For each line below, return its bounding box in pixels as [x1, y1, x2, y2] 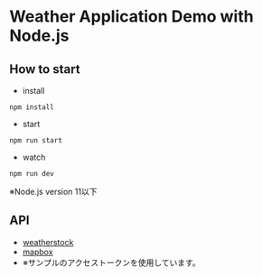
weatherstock [22, 236, 74, 247]
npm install [9, 103, 54, 112]
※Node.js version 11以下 [9, 187, 98, 197]
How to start [9, 61, 80, 77]
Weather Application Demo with [9, 6, 255, 27]
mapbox [22, 246, 53, 257]
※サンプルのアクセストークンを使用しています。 [22, 257, 201, 268]
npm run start [9, 136, 63, 145]
